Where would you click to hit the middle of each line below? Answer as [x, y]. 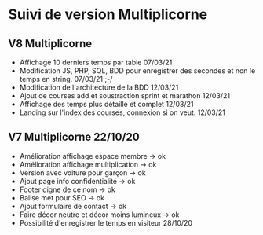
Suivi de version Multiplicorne [108, 15]
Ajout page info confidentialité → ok [77, 181]
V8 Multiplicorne [50, 44]
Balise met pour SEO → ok [62, 197]
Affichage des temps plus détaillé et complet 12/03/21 [106, 104]
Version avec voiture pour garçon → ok [83, 173]
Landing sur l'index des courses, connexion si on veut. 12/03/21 [122, 112]
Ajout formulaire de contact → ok [73, 206]
